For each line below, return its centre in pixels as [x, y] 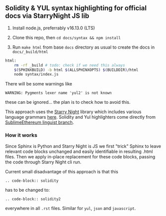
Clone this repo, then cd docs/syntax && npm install [66, 37]
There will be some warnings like [39, 84]
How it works [21, 135]
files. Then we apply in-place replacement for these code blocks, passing [80, 156]
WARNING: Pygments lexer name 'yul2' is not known [58, 93]
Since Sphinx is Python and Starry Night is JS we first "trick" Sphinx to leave [83, 146]
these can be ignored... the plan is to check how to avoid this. [68, 102]
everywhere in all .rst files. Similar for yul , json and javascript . [71, 208]
